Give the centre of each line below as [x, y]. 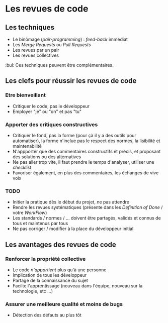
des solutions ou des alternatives [47, 157]
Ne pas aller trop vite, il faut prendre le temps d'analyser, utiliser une [83, 162]
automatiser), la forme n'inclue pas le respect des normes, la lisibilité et [86, 141]
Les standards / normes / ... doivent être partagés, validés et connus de [87, 218]
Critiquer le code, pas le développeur [51, 106]
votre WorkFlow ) [30, 213]
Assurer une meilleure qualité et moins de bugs [64, 304]
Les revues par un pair [36, 50]
